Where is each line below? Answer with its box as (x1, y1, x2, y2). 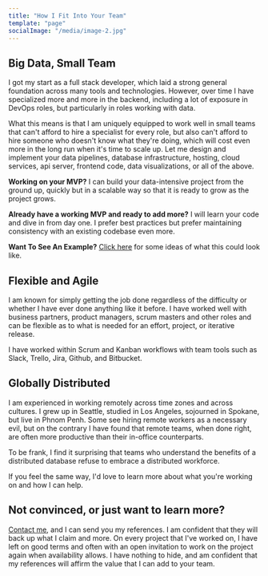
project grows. (8, 194, 56, 204)
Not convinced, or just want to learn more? (8, 503, 226, 517)
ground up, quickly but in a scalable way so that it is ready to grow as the (8, 185, 250, 195)
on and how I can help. (8, 480, 84, 489)
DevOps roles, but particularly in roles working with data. (8, 103, 196, 113)
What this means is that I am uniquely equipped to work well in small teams (8, 119, 256, 128)
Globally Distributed (8, 376, 110, 390)
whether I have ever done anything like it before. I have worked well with (8, 304, 247, 313)
